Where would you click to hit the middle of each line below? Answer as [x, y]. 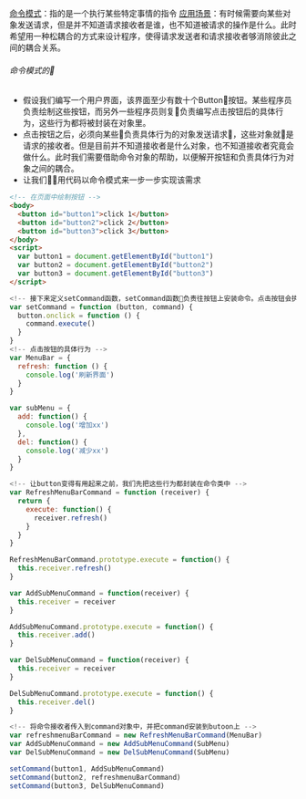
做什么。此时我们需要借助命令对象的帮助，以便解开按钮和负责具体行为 [154, 157]
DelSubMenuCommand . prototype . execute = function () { [112, 693]
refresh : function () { [62, 366]
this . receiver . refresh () [65, 568]
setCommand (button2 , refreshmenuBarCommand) [95, 777]
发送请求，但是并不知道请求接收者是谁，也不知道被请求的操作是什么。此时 [157, 25]
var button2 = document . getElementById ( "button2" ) [116, 265]
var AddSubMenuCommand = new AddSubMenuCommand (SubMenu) [120, 744]
